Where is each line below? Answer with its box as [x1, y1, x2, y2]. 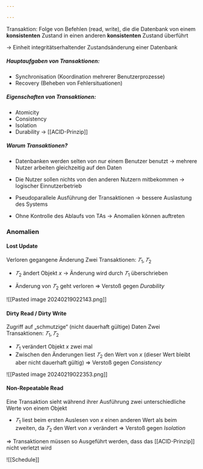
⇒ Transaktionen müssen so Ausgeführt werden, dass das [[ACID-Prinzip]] [6, 437, 195, 445]
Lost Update [6, 242, 38, 250]
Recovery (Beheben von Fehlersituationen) [15, 79, 123, 86]
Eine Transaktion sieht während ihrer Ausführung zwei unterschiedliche [6, 398, 186, 405]
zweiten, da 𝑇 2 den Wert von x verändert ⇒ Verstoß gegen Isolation [15, 424, 186, 433]
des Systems [15, 200, 48, 208]
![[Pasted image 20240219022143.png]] [6, 296, 107, 303]
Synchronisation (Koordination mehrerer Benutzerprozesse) [15, 72, 165, 80]
